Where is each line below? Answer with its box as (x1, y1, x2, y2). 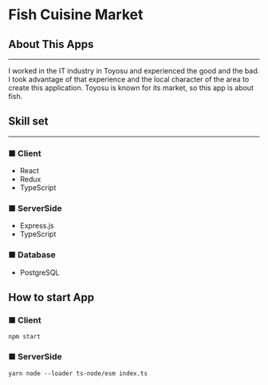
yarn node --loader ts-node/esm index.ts (8, 369, 148, 377)
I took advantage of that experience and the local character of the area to (8, 74, 250, 84)
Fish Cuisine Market (8, 6, 144, 24)
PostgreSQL (19, 268, 60, 277)
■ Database (8, 249, 56, 260)
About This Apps (8, 38, 94, 51)
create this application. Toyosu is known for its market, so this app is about (8, 83, 254, 93)
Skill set (8, 114, 49, 129)
